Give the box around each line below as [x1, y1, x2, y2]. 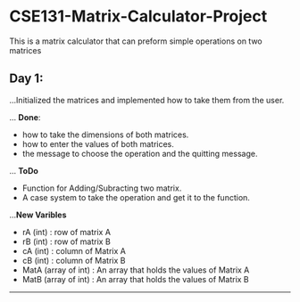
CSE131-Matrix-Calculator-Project [9, 6, 268, 27]
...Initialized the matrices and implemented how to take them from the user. [9, 94, 285, 105]
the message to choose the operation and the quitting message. [21, 148, 258, 159]
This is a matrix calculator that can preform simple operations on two [9, 36, 262, 46]
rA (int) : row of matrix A [21, 226, 112, 237]
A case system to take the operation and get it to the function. [21, 192, 250, 202]
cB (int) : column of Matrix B [21, 255, 126, 265]
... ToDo [9, 165, 38, 175]
